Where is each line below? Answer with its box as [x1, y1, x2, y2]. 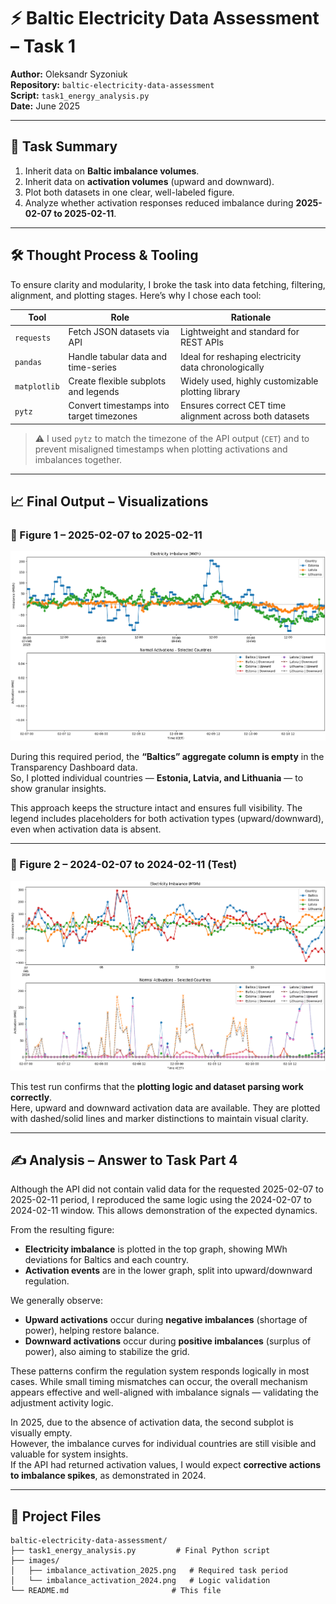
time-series [68, 361, 117, 373]
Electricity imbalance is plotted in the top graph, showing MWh [24, 1243, 288, 1255]
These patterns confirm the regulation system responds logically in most [10, 1365, 310, 1377]
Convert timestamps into [68, 400, 170, 412]
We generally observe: [10, 1295, 103, 1307]
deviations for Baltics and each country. [24, 1254, 189, 1266]
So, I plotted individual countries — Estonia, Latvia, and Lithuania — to [10, 772, 304, 784]
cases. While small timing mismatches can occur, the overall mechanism [10, 1376, 308, 1388]
